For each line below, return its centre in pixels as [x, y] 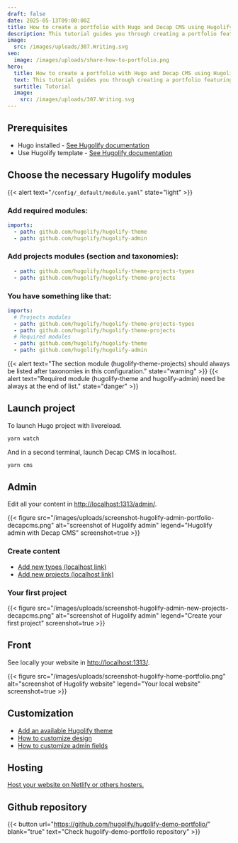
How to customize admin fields [63, 745]
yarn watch [23, 439]
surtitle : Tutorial [42, 86]
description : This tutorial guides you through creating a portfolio [112, 34]
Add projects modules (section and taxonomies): [93, 256]
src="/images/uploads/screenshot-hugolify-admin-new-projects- [133, 608]
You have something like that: [59, 296]
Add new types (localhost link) [62, 567]
